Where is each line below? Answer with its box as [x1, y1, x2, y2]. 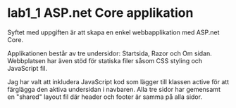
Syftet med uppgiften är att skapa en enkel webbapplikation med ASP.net [7, 28, 220, 36]
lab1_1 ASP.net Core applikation [7, 5, 194, 21]
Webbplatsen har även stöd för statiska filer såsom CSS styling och [7, 56, 203, 65]
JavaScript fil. [7, 64, 48, 72]
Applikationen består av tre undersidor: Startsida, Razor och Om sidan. [7, 49, 213, 58]
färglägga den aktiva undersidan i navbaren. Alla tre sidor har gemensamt [7, 85, 221, 93]
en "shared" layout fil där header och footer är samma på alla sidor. [7, 93, 203, 101]
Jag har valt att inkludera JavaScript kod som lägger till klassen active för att [7, 77, 230, 86]
